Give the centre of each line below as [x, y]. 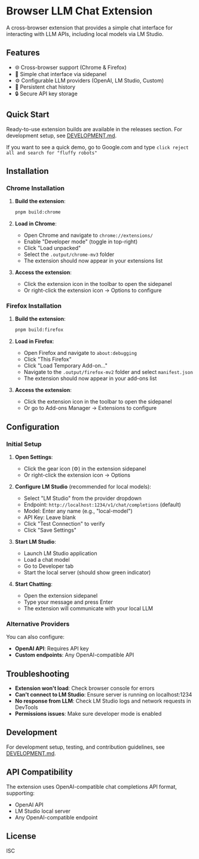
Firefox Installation [34, 306]
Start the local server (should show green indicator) [87, 572]
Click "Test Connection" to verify [64, 523]
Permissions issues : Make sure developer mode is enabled [88, 714]
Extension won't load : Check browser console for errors [85, 688]
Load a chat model [47, 559]
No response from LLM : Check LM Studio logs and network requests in [103, 701]
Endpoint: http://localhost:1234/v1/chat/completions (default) [102, 504]
